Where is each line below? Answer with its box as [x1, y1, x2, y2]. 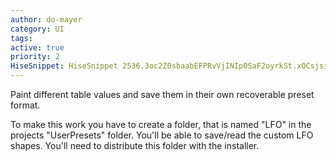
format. [10, 99, 41, 111]
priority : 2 [10, 52, 60, 62]
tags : [10, 33, 33, 43]
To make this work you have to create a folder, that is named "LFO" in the [10, 119, 312, 130]
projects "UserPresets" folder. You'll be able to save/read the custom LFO [10, 129, 314, 141]
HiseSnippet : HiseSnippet [10, 61, 118, 71]
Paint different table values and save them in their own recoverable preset [10, 89, 315, 100]
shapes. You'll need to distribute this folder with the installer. [10, 140, 260, 151]
